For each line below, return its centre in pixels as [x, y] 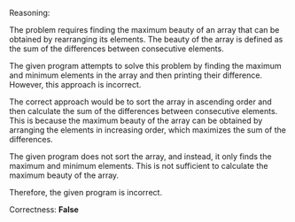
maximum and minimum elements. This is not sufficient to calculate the [139, 166]
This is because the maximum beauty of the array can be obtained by [136, 120]
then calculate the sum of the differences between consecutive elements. [144, 111]
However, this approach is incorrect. [75, 84]
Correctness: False [44, 210]
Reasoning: [30, 13]
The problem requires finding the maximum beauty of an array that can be [144, 30]
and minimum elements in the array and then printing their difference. [136, 75]
